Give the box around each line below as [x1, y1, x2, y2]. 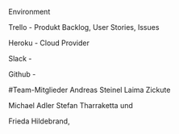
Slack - [8, 54, 32, 63]
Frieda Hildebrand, [8, 116, 70, 126]
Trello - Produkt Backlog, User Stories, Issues [8, 23, 160, 31]
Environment [8, 7, 51, 16]
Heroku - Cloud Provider [8, 38, 90, 48]
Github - [8, 69, 36, 79]
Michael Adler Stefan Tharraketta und [8, 101, 133, 110]
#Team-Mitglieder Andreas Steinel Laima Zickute [8, 85, 171, 94]
